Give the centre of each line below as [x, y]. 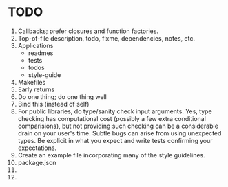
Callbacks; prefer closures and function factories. [88, 31]
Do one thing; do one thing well [62, 96]
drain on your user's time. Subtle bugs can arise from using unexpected [120, 133]
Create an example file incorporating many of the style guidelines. [111, 155]
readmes [41, 53]
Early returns [36, 89]
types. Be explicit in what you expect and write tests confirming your [115, 140]
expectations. [37, 148]
